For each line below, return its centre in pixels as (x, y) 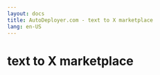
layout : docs (26, 14)
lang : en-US (24, 26)
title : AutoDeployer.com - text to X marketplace (80, 20)
